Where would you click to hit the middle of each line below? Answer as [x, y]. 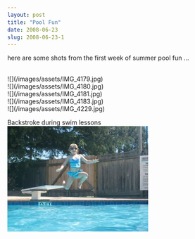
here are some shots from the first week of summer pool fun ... [98, 58]
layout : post [26, 15]
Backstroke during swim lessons [54, 122]
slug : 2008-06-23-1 [36, 37]
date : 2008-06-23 [33, 30]
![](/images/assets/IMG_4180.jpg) [56, 86]
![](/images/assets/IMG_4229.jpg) [56, 109]
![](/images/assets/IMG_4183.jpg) [56, 101]
